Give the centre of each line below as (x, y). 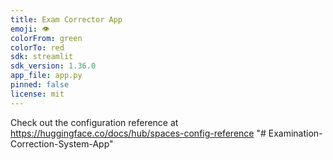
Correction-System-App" (62, 143)
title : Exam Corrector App (66, 19)
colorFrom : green (46, 38)
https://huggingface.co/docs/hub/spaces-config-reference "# (138, 133)
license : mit (37, 94)
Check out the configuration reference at (94, 122)
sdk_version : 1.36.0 (53, 66)
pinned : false (40, 85)
